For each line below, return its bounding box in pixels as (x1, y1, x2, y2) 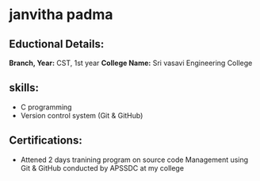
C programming (20, 102, 72, 112)
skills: (9, 81, 39, 94)
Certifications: (9, 133, 82, 148)
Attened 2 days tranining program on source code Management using (20, 155, 249, 164)
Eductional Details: (9, 37, 105, 51)
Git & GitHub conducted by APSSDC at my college (20, 163, 185, 172)
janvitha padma (9, 6, 113, 24)
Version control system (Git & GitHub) (20, 110, 143, 120)
